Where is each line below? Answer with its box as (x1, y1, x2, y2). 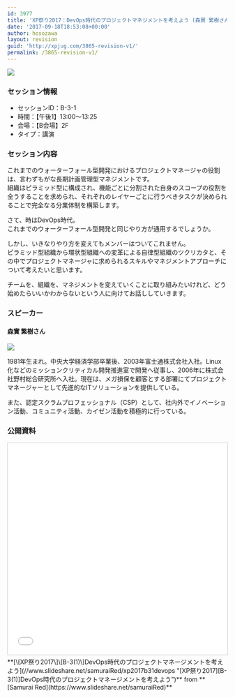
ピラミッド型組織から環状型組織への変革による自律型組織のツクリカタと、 (7, 248, 221, 257)
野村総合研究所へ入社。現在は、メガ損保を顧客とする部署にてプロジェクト (13, 374, 227, 383)
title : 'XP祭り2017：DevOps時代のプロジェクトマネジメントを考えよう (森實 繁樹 (7, 17, 220, 24)
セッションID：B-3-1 (17, 104, 77, 112)
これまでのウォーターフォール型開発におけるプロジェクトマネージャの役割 (7, 166, 221, 174)
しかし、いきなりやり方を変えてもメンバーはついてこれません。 (7, 239, 190, 248)
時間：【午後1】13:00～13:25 (17, 112, 98, 121)
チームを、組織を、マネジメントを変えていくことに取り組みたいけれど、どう (7, 281, 227, 289)
